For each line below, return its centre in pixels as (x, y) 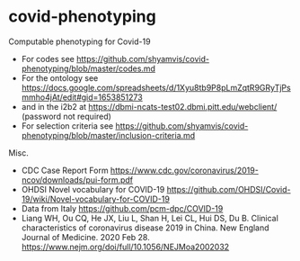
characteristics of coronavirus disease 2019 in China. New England (146, 228)
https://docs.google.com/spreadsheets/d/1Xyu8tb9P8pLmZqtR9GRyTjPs (156, 87)
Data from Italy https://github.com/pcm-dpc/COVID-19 (122, 208)
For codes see (48, 58)
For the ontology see (60, 77)
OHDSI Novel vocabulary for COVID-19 (93, 189)
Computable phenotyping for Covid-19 (79, 41)
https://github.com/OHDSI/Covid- (229, 189)
